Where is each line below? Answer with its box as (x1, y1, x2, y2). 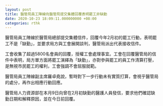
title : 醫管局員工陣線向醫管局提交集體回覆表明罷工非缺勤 (5, 12, 108, 17)
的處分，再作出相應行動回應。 (5, 80, 65, 86)
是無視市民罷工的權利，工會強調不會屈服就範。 (5, 63, 99, 69)
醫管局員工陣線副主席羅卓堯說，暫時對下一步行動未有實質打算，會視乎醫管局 (5, 73, 159, 79)
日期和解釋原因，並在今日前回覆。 (9, 96, 78, 102)
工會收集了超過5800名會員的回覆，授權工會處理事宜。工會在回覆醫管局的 (5, 51, 152, 57)
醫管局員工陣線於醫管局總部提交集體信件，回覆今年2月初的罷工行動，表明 (5, 35, 153, 40)
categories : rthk (5, 20, 40, 26)
